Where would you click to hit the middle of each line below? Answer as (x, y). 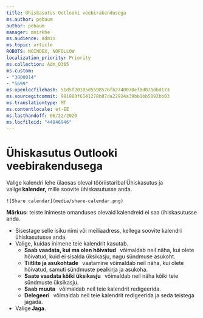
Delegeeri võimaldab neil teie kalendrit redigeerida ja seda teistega (109, 295)
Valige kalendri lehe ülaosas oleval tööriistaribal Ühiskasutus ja (85, 183)
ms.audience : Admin (31, 39)
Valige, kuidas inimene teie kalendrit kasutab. (72, 244)
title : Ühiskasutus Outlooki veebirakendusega (66, 13)
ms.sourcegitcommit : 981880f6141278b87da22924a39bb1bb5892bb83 (88, 97)
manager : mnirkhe (28, 32)
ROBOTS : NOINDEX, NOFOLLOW (40, 52)
